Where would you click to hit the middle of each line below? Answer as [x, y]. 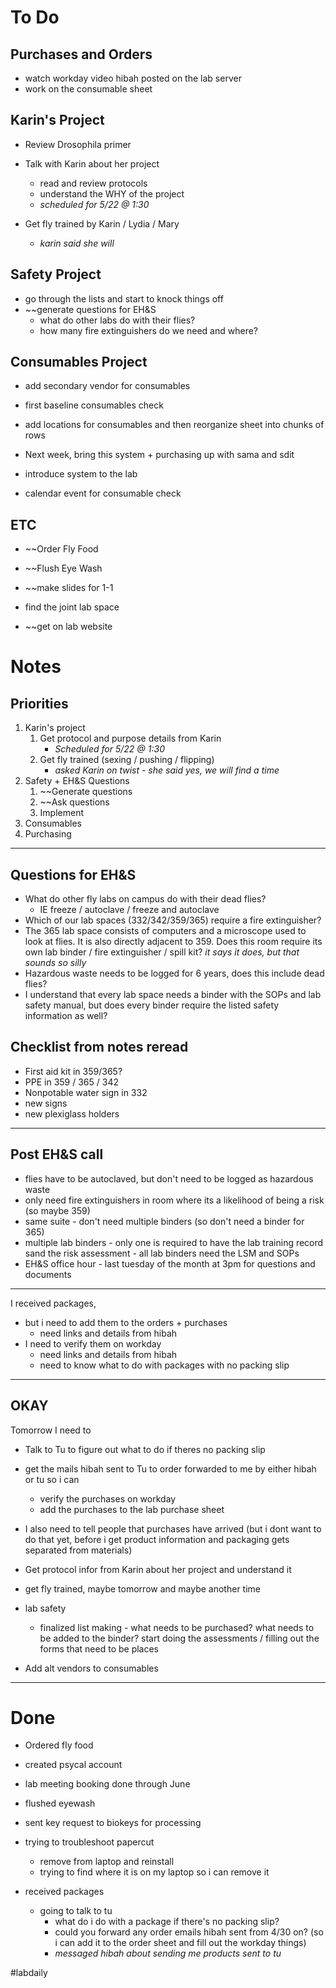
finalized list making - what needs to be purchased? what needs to [177, 1627]
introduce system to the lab [81, 474]
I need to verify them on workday [93, 1343]
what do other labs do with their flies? [117, 320]
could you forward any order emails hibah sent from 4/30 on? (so [189, 1932]
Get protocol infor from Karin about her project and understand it [158, 1569]
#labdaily [29, 1973]
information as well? [66, 1016]
